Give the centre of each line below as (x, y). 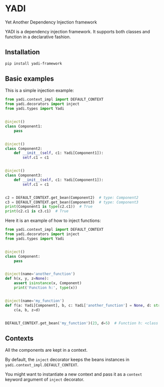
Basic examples (30, 79)
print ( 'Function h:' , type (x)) (46, 288)
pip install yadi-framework (34, 63)
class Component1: (24, 126)
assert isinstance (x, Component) (48, 283)
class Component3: (24, 175)
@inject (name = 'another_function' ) (40, 274)
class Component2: (24, 148)
